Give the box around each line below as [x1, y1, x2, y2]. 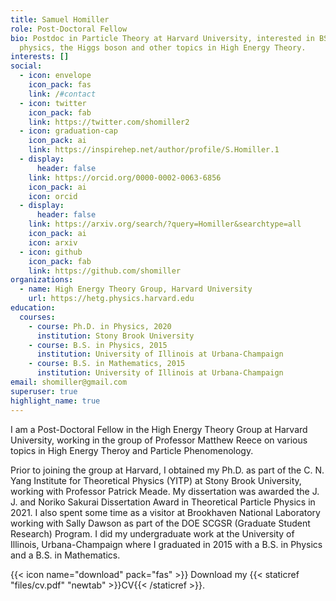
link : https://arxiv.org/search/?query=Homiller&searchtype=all [28, 219, 302, 230]
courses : [19, 312, 56, 322]
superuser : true [10, 386, 78, 396]
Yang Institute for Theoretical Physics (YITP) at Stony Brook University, [10, 474, 302, 486]
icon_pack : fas [28, 80, 92, 90]
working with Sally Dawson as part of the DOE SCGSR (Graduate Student [10, 517, 311, 529]
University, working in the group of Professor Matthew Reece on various [10, 434, 308, 446]
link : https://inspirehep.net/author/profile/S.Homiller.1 [28, 145, 280, 155]
